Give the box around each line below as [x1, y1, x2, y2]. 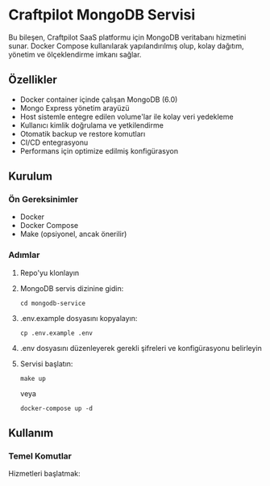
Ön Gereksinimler [8, 194, 79, 205]
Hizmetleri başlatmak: [8, 469, 81, 479]
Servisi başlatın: [19, 358, 73, 369]
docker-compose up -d [19, 404, 93, 412]
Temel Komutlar [8, 450, 73, 462]
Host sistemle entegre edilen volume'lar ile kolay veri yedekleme [19, 112, 234, 121]
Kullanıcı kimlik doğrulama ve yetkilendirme [19, 120, 164, 130]
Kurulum [8, 170, 53, 184]
